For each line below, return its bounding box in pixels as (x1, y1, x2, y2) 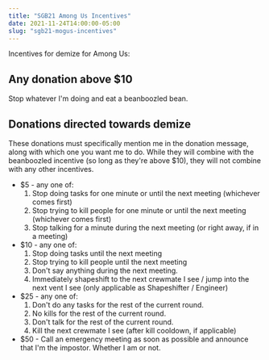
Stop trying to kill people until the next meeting (31, 257, 188, 266)
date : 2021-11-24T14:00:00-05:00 (8, 19, 121, 27)
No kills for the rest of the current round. (31, 308, 167, 318)
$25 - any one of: (19, 291, 79, 301)
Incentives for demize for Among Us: (8, 49, 130, 59)
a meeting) (31, 232, 68, 241)
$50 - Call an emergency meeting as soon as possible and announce (19, 334, 249, 344)
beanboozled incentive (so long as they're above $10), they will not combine (8, 156, 262, 165)
